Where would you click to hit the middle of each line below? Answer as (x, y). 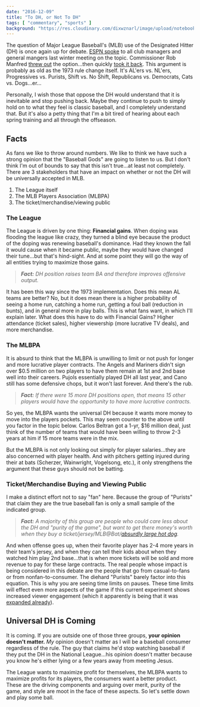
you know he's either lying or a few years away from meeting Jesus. (90, 661)
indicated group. (26, 509)
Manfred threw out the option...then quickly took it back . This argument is (96, 64)
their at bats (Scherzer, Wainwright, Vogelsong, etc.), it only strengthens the (99, 462)
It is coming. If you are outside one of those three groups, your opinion (93, 635)
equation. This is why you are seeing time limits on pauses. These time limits (100, 583)
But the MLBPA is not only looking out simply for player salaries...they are (96, 449)
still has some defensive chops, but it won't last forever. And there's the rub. (100, 383)
